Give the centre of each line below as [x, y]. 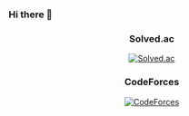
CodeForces [152, 82]
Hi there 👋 [31, 14]
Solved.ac [152, 38]
